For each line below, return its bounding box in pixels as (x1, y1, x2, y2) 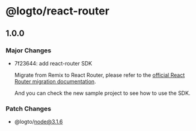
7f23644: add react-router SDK (14, 59, 93, 67)
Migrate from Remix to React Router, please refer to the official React (14, 71, 185, 79)
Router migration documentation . (14, 78, 97, 85)
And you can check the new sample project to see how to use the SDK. (14, 89, 191, 97)
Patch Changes (5, 104, 52, 112)
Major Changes (5, 46, 52, 55)
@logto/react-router (5, 4, 109, 18)
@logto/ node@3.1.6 (14, 118, 63, 126)
